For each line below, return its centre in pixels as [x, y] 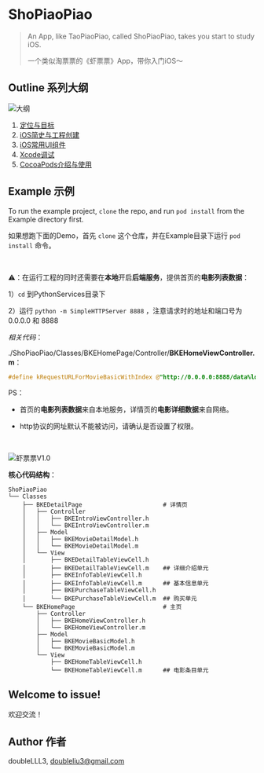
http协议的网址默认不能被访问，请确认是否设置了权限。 [108, 427]
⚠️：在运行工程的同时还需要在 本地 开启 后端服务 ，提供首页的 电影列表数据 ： [129, 277]
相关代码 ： [26, 337]
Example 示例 [41, 191]
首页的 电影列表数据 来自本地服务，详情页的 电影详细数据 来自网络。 [126, 409]
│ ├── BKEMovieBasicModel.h [86, 642]
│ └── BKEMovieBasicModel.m [86, 648]
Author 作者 [37, 741]
